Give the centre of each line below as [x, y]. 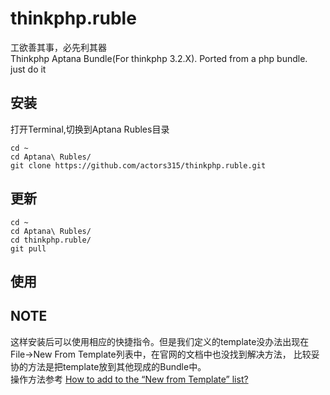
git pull [28, 248]
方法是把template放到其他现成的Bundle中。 [117, 366]
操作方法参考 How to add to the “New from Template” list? [129, 379]
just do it [28, 69]
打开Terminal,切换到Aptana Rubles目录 [90, 129]
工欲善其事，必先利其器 [58, 47]
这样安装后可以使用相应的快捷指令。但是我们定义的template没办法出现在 [160, 341]
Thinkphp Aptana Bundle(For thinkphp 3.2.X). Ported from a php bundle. [159, 58]
